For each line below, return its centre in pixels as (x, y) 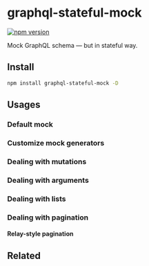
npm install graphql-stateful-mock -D (63, 83)
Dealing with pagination (48, 218)
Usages (24, 105)
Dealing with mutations (47, 161)
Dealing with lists (37, 199)
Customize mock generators (56, 143)
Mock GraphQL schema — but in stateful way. (72, 45)
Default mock (30, 124)
